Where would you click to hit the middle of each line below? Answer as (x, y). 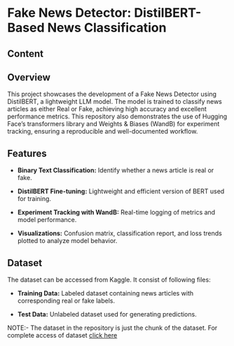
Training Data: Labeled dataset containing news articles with (105, 293)
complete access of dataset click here (62, 335)
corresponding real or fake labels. (66, 301)
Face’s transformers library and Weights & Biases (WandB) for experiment (113, 124)
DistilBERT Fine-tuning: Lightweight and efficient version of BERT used (121, 191)
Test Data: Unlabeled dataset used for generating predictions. (107, 314)
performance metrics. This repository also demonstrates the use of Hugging (117, 116)
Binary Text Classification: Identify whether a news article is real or (116, 170)
